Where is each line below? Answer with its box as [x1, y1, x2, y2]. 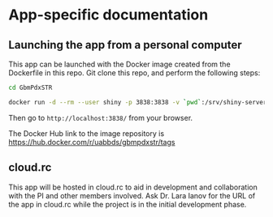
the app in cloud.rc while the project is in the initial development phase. [8, 199, 247, 209]
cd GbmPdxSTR [8, 83, 53, 91]
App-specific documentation [8, 6, 209, 24]
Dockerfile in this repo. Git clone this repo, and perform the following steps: [8, 68, 261, 78]
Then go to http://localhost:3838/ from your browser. [8, 113, 193, 122]
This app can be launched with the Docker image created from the [8, 59, 231, 69]
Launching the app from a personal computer [8, 38, 242, 52]
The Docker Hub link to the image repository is [8, 128, 165, 138]
